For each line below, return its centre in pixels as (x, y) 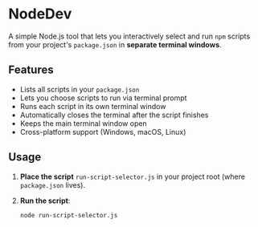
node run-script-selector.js (69, 215)
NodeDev (40, 14)
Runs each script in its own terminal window (93, 106)
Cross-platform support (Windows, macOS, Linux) (103, 132)
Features (31, 70)
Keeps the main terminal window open (83, 123)
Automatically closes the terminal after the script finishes (114, 115)
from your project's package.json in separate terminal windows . (115, 44)
